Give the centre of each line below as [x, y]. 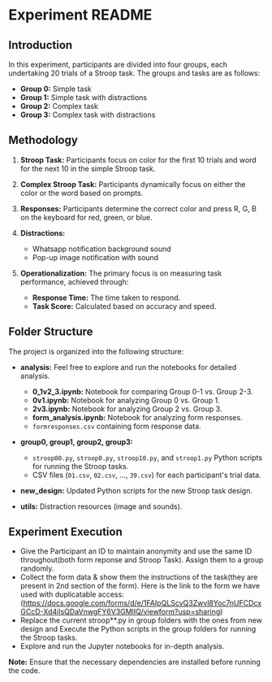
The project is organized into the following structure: [96, 351]
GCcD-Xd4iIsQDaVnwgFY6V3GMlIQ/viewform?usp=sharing [120, 612]
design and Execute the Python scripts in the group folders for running [138, 629]
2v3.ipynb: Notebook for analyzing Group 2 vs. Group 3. [127, 409]
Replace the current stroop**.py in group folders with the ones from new [141, 620]
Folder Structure [51, 332]
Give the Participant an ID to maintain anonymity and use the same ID [136, 551]
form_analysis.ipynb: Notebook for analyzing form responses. [137, 417]
